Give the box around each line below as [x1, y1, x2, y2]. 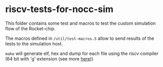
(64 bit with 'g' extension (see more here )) [5, 55, 94, 61]
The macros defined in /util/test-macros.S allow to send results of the [5, 35, 154, 41]
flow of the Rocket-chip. [5, 25, 56, 31]
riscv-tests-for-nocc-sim [5, 4, 114, 15]
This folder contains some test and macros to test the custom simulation [5, 20, 156, 26]
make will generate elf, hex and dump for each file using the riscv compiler [5, 50, 158, 56]
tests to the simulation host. [5, 40, 63, 46]
